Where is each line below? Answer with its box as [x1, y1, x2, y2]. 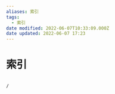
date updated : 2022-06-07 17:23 [6, 31, 86, 37]
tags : [6, 14, 19, 20]
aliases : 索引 [6, 8, 40, 15]
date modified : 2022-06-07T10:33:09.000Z [6, 25, 110, 31]
